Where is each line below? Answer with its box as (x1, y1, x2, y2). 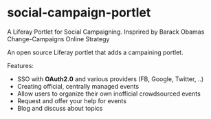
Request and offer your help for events (16, 96, 127, 105)
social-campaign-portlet (7, 5, 151, 21)
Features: (7, 61, 34, 69)
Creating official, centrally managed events (16, 82, 140, 90)
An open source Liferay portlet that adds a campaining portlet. (7, 48, 184, 56)
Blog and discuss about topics (16, 104, 103, 112)
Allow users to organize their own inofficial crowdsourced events (16, 89, 201, 98)
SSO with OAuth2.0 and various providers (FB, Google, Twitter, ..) (16, 74, 204, 83)
